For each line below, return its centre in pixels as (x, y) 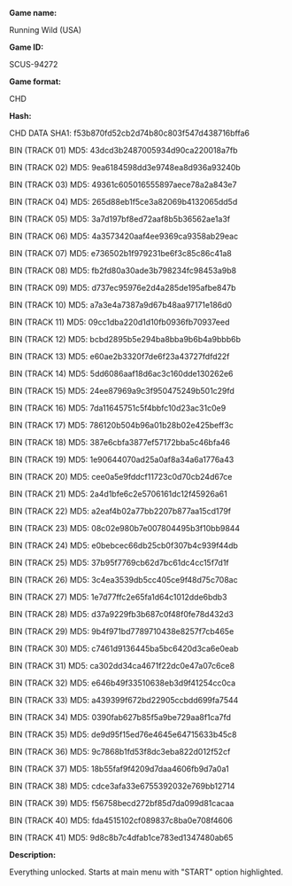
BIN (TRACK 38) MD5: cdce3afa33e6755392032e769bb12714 (122, 786)
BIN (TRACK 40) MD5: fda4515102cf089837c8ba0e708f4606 (121, 820)
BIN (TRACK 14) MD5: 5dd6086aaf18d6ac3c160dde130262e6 (121, 373)
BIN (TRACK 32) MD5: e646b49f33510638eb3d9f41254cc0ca (123, 683)
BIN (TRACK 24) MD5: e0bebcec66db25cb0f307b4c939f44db (124, 545)
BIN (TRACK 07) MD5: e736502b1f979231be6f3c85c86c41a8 (120, 253)
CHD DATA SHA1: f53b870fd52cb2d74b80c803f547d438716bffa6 (130, 133)
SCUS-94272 (34, 64)
